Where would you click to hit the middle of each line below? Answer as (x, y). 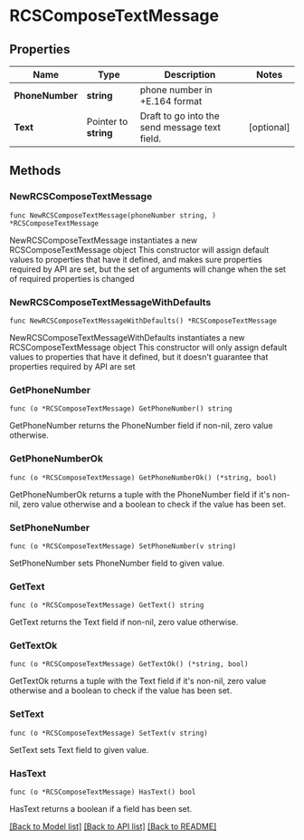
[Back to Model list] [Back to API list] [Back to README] (113, 826)
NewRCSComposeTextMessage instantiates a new (103, 240)
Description (190, 75)
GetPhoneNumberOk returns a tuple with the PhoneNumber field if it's (140, 494)
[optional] (269, 127)
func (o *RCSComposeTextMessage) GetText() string (107, 605)
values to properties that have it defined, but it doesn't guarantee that (139, 357)
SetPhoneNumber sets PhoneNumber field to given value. (117, 563)
